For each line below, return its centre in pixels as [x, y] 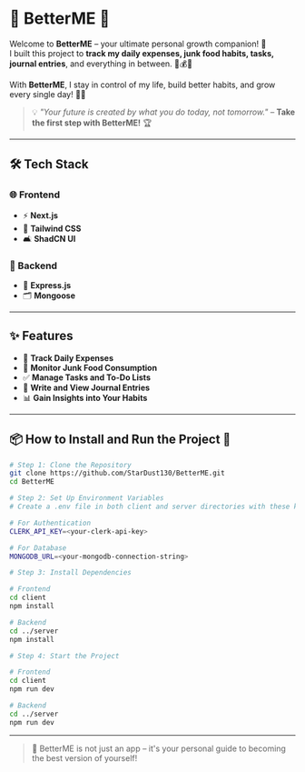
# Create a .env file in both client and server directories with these [150, 507]
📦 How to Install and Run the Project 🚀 [120, 440]
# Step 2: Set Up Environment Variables [87, 498]
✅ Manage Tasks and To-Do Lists [87, 377]
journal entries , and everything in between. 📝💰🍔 [101, 64]
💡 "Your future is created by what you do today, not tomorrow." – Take [163, 112]
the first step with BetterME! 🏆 [92, 123]
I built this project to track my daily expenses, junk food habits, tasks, [142, 53]
